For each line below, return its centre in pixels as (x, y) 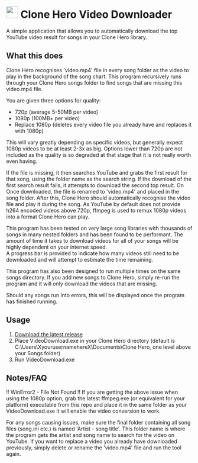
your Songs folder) (38, 353)
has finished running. (32, 301)
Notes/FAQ (27, 378)
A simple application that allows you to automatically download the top (92, 31)
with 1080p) (29, 131)
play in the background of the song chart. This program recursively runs (94, 76)
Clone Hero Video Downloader (96, 15)
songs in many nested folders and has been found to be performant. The (95, 234)
